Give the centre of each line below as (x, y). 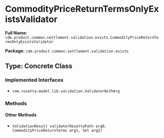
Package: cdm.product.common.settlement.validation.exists (67, 51)
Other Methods (21, 115)
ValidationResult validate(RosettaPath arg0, (59, 126)
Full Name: (16, 33)
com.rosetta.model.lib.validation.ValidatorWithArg (66, 91)
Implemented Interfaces (34, 80)
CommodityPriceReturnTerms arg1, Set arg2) (57, 130)
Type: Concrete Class (39, 66)
